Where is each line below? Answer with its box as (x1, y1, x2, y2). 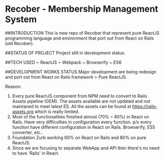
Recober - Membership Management (5, 3, 158, 15)
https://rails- (132, 103, 158, 109)
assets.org (12, 109, 34, 114)
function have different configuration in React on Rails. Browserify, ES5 (12, 124, 155, 130)
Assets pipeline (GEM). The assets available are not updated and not (12, 98, 151, 104)
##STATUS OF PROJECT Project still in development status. (5, 50, 126, 56)
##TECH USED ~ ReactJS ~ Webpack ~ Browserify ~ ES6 (5, 59, 122, 65)
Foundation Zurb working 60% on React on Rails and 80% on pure (12, 135, 146, 140)
